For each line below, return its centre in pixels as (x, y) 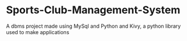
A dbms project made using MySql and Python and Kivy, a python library (93, 26)
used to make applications (38, 32)
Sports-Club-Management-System (93, 10)
